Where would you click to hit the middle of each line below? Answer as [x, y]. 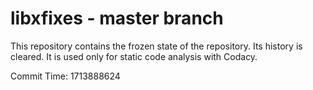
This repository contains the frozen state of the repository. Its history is [156, 46]
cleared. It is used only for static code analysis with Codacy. [134, 56]
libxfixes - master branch [117, 18]
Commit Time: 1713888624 [65, 76]
